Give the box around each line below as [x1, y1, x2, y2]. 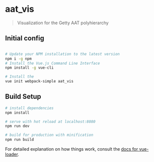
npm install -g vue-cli [5, 65, 54, 70]
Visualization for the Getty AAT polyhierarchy [17, 20, 109, 26]
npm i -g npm [5, 56, 32, 61]
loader [5, 152, 18, 158]
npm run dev [5, 123, 30, 129]
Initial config [5, 34, 44, 42]
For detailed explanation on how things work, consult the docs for [5, 146, 138, 152]
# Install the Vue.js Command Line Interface [5, 61, 100, 66]
